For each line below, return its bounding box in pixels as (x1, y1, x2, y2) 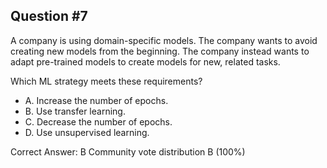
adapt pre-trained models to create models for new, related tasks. (10, 55, 281, 68)
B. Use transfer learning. (24, 105, 126, 117)
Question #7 (10, 8, 88, 25)
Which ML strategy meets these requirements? (10, 75, 203, 87)
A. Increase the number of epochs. (24, 94, 169, 106)
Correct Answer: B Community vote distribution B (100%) (10, 145, 246, 158)
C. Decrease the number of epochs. (24, 115, 173, 128)
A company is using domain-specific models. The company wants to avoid (10, 34, 318, 46)
